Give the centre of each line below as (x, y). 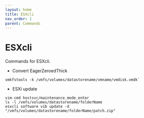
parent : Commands (23, 23)
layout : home (18, 10)
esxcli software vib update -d (37, 107)
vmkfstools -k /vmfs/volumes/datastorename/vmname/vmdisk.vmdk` (72, 80)
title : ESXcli (20, 14)
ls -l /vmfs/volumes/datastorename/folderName (54, 102)
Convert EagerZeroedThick (40, 71)
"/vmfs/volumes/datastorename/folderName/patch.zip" (60, 111)
